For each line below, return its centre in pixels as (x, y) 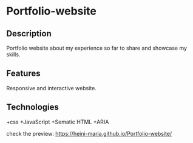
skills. (13, 55)
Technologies (33, 107)
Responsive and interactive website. (52, 88)
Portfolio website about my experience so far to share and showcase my (96, 48)
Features (23, 74)
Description (29, 34)
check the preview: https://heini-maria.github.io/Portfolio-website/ (89, 133)
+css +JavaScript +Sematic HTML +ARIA (58, 122)
